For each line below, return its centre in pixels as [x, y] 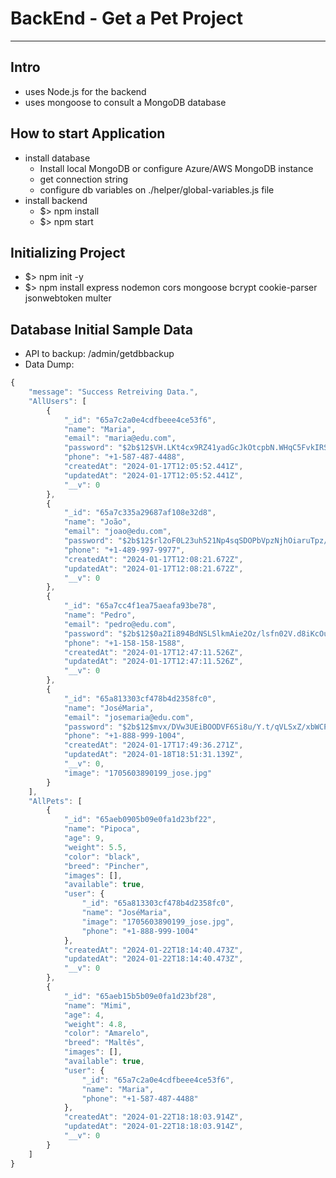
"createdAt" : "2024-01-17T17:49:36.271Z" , [153, 745]
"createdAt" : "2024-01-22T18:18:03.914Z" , [153, 1117]
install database [57, 158]
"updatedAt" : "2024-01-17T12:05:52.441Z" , [153, 475]
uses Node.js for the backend [85, 91]
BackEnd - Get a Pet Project [126, 18]
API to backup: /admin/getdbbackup [99, 354]
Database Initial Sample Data [101, 329]
